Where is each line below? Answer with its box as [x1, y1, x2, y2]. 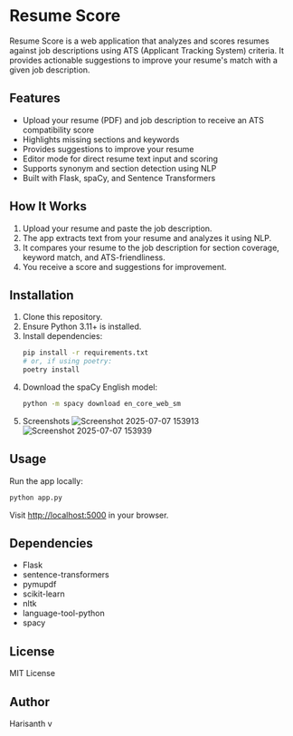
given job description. [9, 64, 90, 75]
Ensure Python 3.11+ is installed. [22, 321, 142, 332]
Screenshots [22, 415, 71, 426]
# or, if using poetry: [22, 357, 113, 366]
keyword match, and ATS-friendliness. [22, 251, 165, 263]
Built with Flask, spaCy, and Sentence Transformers [22, 172, 216, 183]
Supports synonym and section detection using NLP [22, 162, 217, 173]
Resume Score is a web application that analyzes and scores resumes [9, 35, 269, 46]
